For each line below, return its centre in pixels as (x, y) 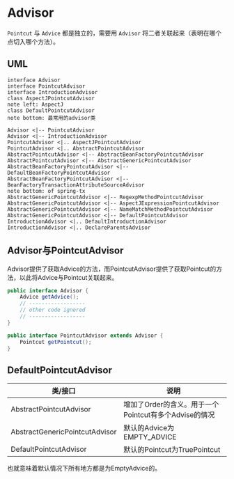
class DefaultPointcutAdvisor (51, 110)
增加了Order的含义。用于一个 (171, 405)
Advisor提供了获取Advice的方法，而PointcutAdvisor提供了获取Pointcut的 (112, 269)
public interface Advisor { (48, 290)
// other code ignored (53, 310)
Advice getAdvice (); (49, 297)
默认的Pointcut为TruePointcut (172, 450)
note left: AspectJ (36, 104)
